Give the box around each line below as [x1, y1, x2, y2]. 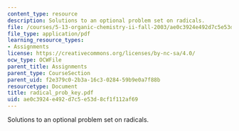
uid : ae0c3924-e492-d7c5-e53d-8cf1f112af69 [7, 96, 139, 103]
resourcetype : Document [7, 83, 78, 90]
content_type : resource [7, 10, 78, 18]
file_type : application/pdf [7, 30, 91, 38]
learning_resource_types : [7, 37, 84, 44]
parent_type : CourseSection [7, 69, 91, 76]
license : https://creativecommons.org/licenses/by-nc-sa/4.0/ [7, 50, 196, 57]
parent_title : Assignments [7, 63, 87, 70]
